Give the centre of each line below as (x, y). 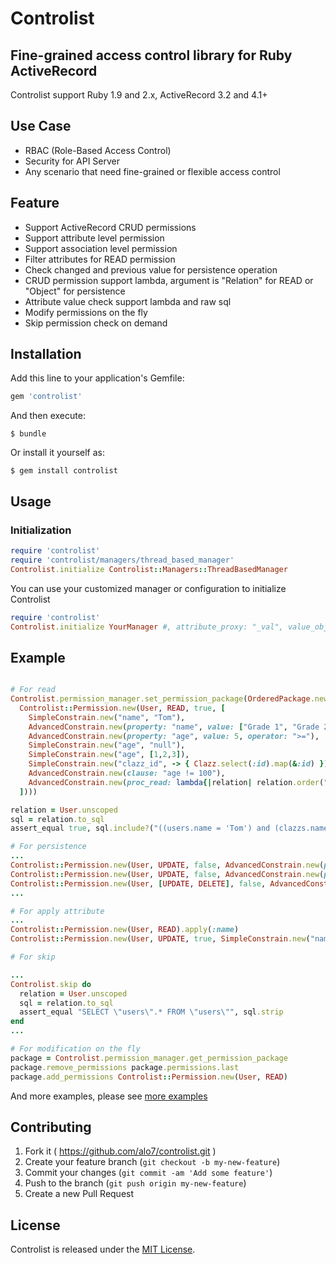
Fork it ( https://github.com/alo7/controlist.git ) (120, 1151)
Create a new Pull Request (79, 1194)
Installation (46, 354)
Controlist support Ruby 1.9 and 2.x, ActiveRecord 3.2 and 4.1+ (139, 95)
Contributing (51, 1127)
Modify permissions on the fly (86, 312)
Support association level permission (101, 248)
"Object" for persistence (75, 291)
